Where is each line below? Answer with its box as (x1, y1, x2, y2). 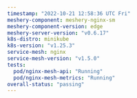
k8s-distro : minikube (7, 36, 70, 43)
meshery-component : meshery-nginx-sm (7, 17, 116, 23)
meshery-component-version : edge (7, 23, 103, 30)
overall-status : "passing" (7, 81, 85, 88)
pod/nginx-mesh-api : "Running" (13, 68, 103, 75)
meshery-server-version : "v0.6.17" (7, 29, 109, 37)
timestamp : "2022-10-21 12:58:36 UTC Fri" (7, 10, 131, 17)
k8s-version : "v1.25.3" (7, 42, 76, 49)
